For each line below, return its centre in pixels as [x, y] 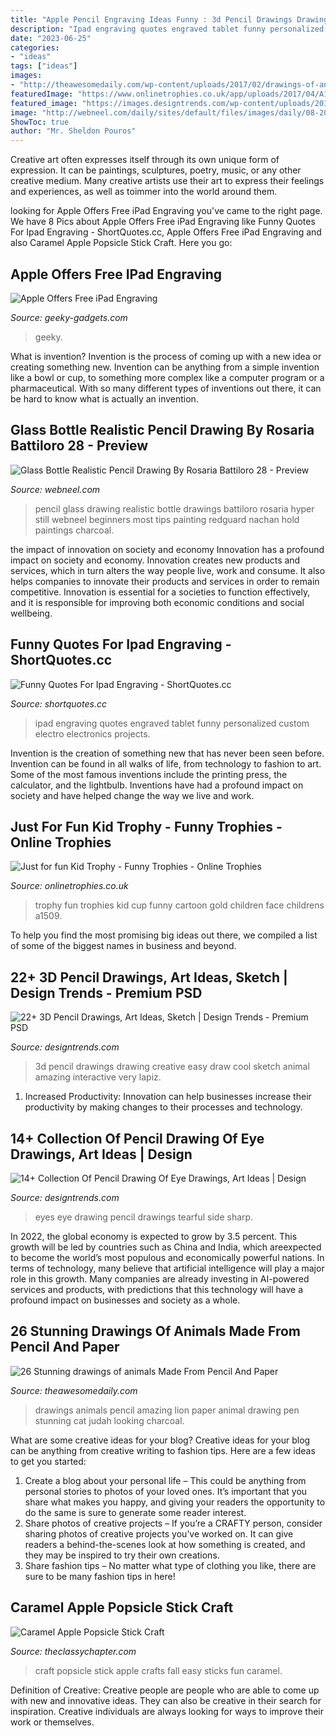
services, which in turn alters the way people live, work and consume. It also [168, 570]
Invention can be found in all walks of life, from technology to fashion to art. [166, 763]
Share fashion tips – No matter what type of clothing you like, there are [170, 1565]
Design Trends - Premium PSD [106, 992]
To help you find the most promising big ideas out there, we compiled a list [164, 935]
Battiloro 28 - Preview [79, 446]
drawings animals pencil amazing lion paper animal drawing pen [167, 1410]
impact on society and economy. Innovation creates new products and [155, 560]
